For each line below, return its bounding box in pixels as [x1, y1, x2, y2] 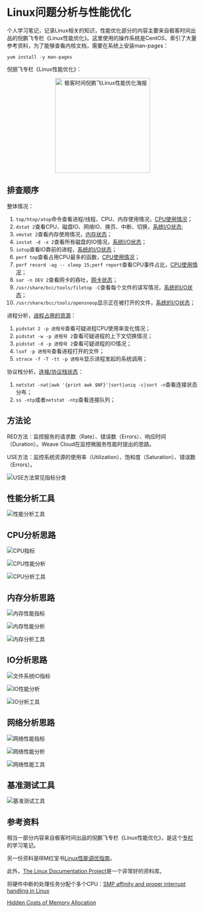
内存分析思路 [7, 593, 55, 603]
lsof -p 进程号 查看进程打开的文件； [15, 347, 105, 355]
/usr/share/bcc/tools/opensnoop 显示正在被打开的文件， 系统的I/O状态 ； [15, 299, 196, 306]
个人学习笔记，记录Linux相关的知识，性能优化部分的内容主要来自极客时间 [7, 27, 191, 34]
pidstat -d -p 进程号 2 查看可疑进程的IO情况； [15, 339, 132, 347]
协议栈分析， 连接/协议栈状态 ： [7, 368, 84, 375]
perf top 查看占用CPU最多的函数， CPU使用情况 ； [15, 253, 140, 260]
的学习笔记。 [7, 842, 39, 849]
